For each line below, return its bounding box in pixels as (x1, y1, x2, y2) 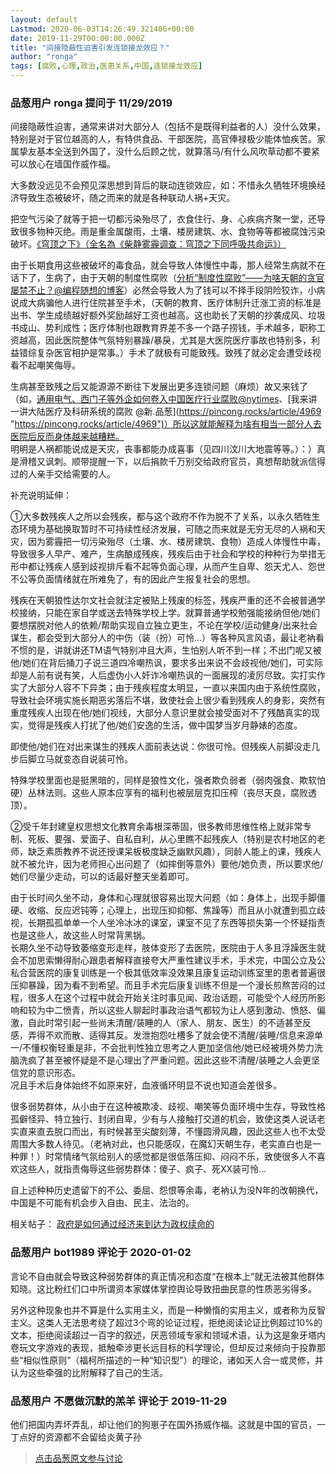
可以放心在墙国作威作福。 (10, 158, 116, 170)
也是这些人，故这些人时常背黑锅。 (10, 929, 151, 941)
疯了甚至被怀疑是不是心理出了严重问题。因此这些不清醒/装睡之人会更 (27, 1054, 312, 1066)
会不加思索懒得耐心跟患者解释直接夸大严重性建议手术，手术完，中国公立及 (10, 954, 317, 966)
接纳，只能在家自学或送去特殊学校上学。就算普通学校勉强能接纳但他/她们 (18, 607, 321, 619)
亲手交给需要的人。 (36, 468, 116, 480)
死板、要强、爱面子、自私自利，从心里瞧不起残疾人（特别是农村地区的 (27, 833, 317, 845)
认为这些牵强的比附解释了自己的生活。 (10, 1366, 168, 1378)
